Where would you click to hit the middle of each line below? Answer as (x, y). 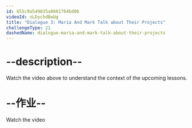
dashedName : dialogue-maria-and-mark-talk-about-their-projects (86, 33)
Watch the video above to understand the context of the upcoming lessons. (97, 78)
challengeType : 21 (28, 28)
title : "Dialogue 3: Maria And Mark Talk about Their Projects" (86, 22)
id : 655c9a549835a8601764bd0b (43, 11)
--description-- (44, 62)
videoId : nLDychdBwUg (32, 17)
